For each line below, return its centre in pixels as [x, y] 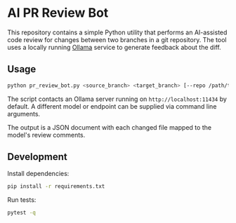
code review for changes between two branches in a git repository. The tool [117, 39]
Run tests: [22, 200]
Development [38, 157]
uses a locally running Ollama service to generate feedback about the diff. [114, 47]
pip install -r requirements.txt [56, 187]
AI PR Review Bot [58, 13]
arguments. [24, 114]
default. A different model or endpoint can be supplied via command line [112, 106]
